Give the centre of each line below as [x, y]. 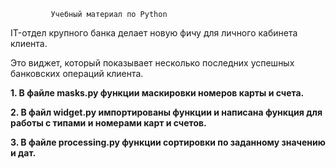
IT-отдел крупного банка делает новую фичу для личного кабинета [154, 33]
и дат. [23, 153]
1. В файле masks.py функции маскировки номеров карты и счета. [157, 93]
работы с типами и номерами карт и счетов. [108, 123]
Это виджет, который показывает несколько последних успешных [152, 63]
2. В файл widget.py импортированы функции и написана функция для [166, 112]
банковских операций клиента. [77, 73]
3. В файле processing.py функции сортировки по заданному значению [168, 142]
